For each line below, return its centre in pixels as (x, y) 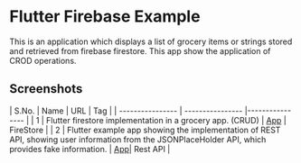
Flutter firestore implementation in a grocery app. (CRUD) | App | (166, 120)
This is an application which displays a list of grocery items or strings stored (151, 41)
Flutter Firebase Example (105, 17)
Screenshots (46, 89)
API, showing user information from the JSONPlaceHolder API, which (138, 139)
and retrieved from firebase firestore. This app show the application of (140, 50)
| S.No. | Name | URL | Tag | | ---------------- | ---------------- (126, 111)
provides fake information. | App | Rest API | (90, 149)
